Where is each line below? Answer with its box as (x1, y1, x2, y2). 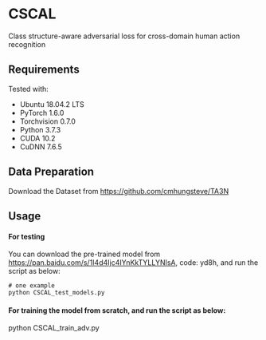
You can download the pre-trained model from (8, 249, 161, 259)
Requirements (8, 63, 80, 77)
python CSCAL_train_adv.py (8, 323, 100, 333)
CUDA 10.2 (19, 133, 56, 143)
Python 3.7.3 (19, 125, 61, 134)
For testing (8, 231, 45, 241)
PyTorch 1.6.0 (19, 108, 65, 117)
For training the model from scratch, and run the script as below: (8, 305, 226, 315)
